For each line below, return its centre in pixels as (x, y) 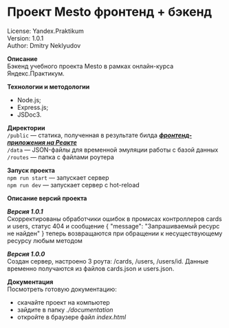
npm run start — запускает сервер (58, 177)
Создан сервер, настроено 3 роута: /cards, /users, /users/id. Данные (108, 261)
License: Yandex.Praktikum (45, 31)
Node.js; (29, 99)
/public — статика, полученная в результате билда (83, 135)
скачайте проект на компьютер (63, 302)
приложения (26, 142)
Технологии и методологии (48, 86)
